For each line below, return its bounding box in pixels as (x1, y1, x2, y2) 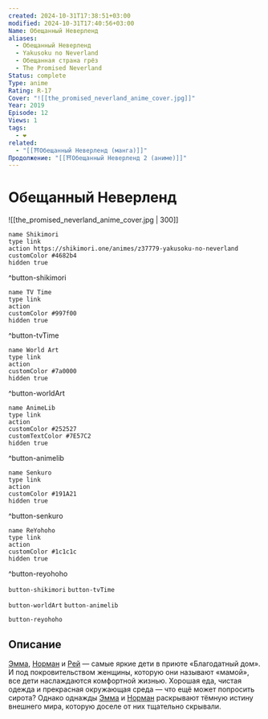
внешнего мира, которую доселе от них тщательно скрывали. (8, 701, 222, 711)
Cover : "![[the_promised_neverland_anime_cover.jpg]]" (8, 94, 196, 102)
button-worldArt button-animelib (8, 602, 119, 610)
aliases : (8, 34, 38, 43)
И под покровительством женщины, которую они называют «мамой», (8, 668, 250, 676)
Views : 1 (8, 117, 38, 125)
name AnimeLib (8, 404, 56, 413)
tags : (8, 124, 26, 132)
